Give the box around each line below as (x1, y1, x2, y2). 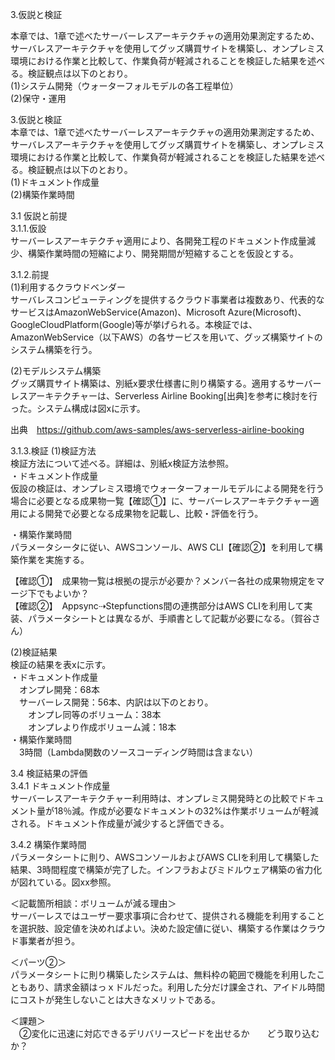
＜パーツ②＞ (10, 956, 67, 968)
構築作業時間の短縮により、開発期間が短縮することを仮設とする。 (27, 248, 299, 259)
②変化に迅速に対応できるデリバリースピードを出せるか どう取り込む (18, 1028, 320, 1039)
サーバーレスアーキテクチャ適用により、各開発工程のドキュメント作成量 (10, 235, 308, 247)
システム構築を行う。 (10, 344, 98, 355)
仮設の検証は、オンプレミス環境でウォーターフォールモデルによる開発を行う (10, 483, 325, 494)
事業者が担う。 (18, 935, 81, 947)
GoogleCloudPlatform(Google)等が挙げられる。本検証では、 (10, 319, 258, 330)
